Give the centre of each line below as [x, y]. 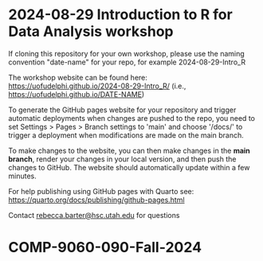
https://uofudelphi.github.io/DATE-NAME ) [77, 94]
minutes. [23, 176]
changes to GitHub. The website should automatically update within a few [129, 167]
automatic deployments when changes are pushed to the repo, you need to [131, 118]
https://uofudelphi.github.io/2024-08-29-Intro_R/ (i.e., [97, 86]
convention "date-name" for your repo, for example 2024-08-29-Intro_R [127, 62]
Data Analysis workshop [91, 31]
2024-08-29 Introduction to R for [120, 15]
